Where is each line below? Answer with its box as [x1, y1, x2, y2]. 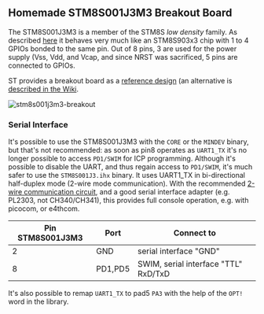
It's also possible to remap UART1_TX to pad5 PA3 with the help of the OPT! [8, 289, 244, 298]
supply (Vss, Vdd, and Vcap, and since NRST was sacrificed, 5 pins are [8, 52, 238, 61]
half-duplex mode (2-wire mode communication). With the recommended [8, 179, 246, 188]
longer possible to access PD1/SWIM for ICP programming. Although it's [8, 153, 236, 164]
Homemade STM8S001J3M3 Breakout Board [8, 6, 233, 20]
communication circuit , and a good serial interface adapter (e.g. [23, 187, 230, 197]
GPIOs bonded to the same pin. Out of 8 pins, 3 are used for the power [8, 43, 237, 54]
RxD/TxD [137, 268, 170, 279]
